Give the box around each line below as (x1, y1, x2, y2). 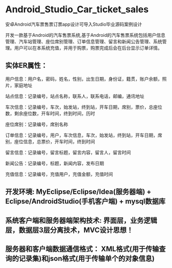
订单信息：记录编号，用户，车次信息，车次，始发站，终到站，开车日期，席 (5, 132, 162, 138)
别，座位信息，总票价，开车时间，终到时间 (5, 138, 95, 144)
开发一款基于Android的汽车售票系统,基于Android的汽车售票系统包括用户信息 (5, 32, 165, 38)
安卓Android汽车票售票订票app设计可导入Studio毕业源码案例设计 (5, 21, 142, 27)
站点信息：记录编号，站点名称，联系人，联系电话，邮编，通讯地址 (5, 93, 144, 99)
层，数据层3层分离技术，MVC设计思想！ (5, 226, 134, 234)
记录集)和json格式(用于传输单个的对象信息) (18, 254, 155, 263)
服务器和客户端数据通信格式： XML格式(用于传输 (5, 244, 159, 253)
